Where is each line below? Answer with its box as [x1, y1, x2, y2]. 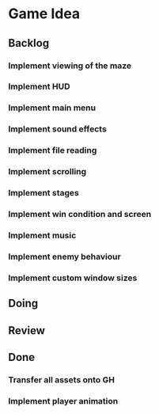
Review [8, 324, 46, 337]
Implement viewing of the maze [8, 60, 132, 71]
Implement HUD [8, 81, 70, 92]
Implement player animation [8, 395, 119, 406]
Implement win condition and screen [8, 208, 152, 219]
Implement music [8, 230, 77, 241]
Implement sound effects [8, 123, 107, 135]
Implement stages [8, 188, 79, 199]
